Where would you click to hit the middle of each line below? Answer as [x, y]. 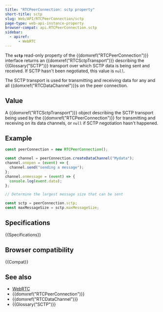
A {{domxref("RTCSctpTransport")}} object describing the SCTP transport [79, 112]
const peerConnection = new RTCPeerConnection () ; [57, 149]
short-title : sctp [24, 14]
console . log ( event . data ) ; [36, 181]
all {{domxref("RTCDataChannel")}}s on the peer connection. [67, 85]
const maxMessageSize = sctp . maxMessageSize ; [52, 208]
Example [19, 138]
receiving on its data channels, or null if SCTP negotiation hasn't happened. [82, 123]
